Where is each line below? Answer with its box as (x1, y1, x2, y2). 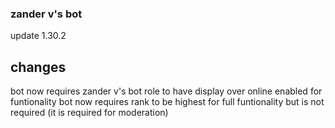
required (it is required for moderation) (10, 107, 169, 119)
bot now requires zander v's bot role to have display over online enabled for (10, 85, 323, 97)
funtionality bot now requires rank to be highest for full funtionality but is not (10, 96, 325, 108)
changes (10, 58, 67, 76)
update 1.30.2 (10, 30, 67, 42)
